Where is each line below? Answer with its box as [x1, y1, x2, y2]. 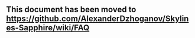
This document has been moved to [6, 5, 136, 15]
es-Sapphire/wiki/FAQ [6, 23, 90, 33]
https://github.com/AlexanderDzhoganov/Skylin [6, 14, 189, 24]
